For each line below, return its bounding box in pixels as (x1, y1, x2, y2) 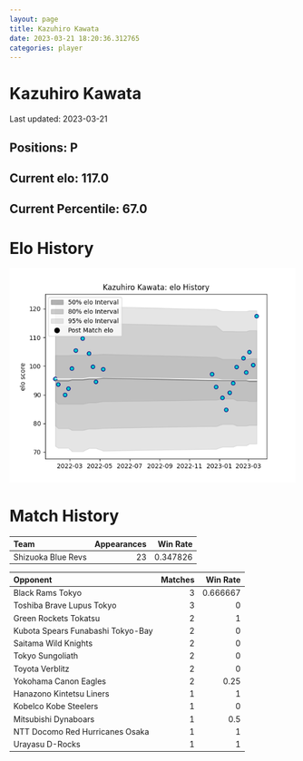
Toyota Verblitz (13, 663, 70, 674)
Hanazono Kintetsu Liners (13, 688, 110, 699)
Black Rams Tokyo (13, 588, 83, 599)
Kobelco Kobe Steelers (13, 701, 99, 712)
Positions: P (9, 140, 79, 155)
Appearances (94, 538, 147, 549)
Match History (9, 506, 120, 526)
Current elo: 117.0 (9, 171, 109, 186)
